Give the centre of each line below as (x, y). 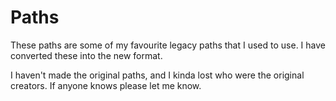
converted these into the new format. (86, 55)
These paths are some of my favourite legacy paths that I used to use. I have (168, 45)
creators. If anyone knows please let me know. (106, 85)
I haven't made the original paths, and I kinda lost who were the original (157, 75)
